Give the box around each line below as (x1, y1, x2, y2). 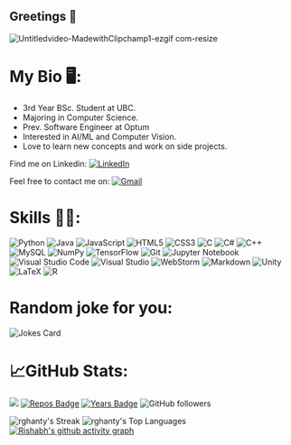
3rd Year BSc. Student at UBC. (22, 102, 136, 113)
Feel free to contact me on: (9, 175, 110, 186)
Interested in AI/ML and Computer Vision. (22, 131, 177, 142)
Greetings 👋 (9, 9, 78, 24)
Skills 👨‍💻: (9, 207, 81, 227)
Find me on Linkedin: (9, 158, 88, 169)
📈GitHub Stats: (9, 360, 128, 381)
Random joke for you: (9, 297, 174, 318)
